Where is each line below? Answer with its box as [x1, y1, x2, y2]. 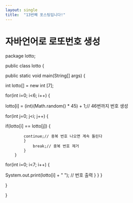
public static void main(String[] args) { [5, 72, 85, 79]
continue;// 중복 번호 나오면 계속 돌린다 [24, 134, 103, 139]
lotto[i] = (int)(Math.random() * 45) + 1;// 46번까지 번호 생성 [5, 103, 128, 109]
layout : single [5, 7, 38, 13]
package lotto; [5, 53, 36, 59]
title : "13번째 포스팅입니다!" [5, 12, 65, 17]
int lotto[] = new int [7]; [5, 83, 54, 89]
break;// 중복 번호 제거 [32, 144, 79, 149]
